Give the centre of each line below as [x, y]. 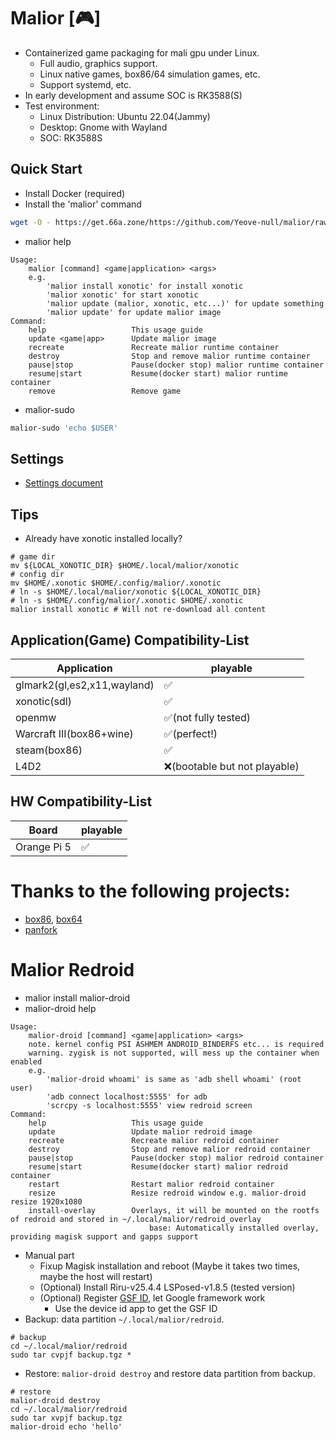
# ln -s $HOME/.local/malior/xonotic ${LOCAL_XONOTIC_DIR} [136, 592]
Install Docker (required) [75, 193]
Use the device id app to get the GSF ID [136, 1308]
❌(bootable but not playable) [231, 766]
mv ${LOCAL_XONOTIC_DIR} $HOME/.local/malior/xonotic [125, 566]
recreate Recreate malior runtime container [154, 347]
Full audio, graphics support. [98, 63]
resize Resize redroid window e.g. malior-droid [167, 1193]
